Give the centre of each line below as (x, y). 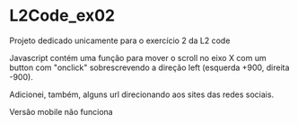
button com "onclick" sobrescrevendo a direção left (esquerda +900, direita (149, 67)
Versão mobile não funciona (61, 111)
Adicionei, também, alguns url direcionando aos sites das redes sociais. (142, 94)
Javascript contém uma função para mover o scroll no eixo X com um (138, 58)
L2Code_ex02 (62, 16)
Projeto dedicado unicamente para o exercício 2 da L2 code (120, 40)
